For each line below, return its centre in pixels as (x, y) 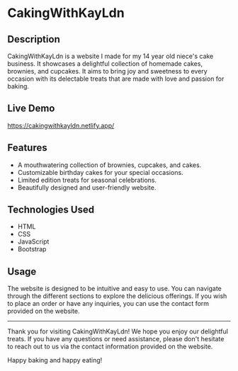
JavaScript (33, 241)
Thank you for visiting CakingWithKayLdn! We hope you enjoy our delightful (118, 331)
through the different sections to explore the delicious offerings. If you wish (117, 296)
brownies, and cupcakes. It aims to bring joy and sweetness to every (107, 71)
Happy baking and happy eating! (55, 360)
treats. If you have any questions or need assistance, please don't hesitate (116, 339)
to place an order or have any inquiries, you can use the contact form (108, 304)
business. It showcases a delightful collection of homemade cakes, (105, 64)
